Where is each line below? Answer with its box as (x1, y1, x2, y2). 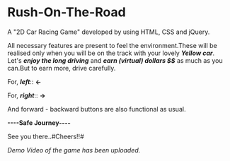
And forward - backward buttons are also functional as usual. (7, 105, 186, 113)
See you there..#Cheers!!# (7, 132, 85, 141)
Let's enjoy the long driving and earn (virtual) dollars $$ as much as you (7, 56, 223, 64)
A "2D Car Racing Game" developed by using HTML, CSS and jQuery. (7, 28, 210, 36)
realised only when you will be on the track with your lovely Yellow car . (7, 49, 215, 57)
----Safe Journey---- (7, 118, 71, 127)
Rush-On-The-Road (7, 4, 126, 20)
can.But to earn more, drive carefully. (7, 64, 116, 72)
